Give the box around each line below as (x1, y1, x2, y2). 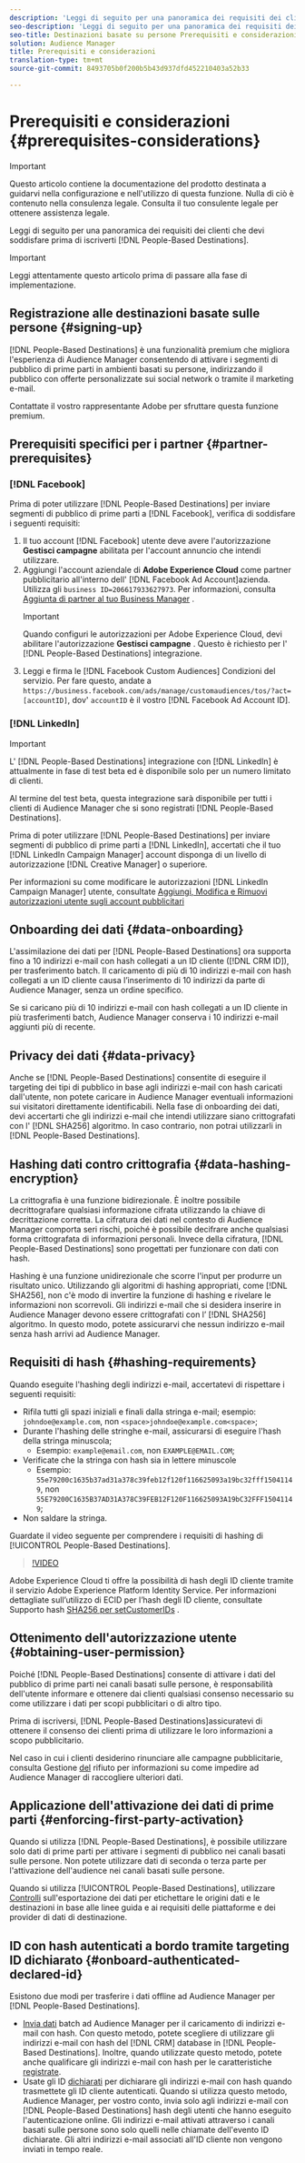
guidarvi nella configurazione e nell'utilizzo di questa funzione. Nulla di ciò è (9, 187, 295, 198)
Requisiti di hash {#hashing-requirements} (9, 1354, 257, 1370)
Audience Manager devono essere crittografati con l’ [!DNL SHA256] (9, 1309, 266, 1320)
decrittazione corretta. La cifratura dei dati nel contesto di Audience (9, 1214, 263, 1225)
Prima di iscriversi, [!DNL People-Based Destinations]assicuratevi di (9, 1715, 263, 1726)
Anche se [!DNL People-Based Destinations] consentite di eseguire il (9, 1072, 267, 1083)
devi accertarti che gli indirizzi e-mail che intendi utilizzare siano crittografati (9, 1111, 296, 1122)
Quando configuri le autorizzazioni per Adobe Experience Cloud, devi (22, 629, 283, 639)
